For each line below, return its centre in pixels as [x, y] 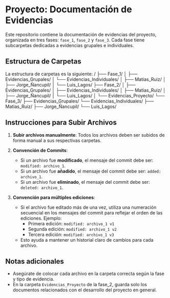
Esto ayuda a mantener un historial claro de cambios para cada [87, 240]
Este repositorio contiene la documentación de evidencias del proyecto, [81, 34]
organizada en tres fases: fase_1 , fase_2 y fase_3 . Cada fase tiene [75, 40]
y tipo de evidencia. [34, 279]
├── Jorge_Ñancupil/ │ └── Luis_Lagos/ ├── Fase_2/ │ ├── [70, 84]
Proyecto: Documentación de [69, 9]
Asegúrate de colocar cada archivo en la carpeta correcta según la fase [89, 274]
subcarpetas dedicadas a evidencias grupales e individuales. [70, 45]
